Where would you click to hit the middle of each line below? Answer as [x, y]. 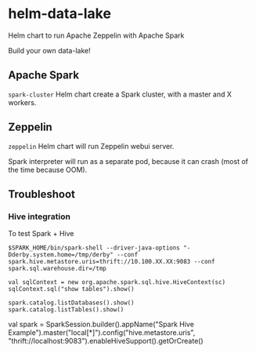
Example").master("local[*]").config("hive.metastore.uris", [102, 333]
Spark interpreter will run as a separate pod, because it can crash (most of [128, 161]
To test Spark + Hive [41, 234]
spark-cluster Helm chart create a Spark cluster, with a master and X [120, 94]
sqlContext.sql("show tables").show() [71, 289]
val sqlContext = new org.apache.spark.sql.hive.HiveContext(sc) [117, 282]
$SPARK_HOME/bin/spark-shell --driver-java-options [94, 248]
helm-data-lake [60, 14]
